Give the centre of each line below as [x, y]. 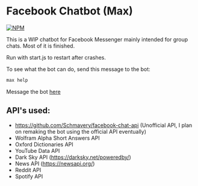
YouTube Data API [37, 150]
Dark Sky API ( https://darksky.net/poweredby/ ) [73, 157]
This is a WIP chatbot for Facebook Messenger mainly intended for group [97, 39]
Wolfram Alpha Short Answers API [57, 138]
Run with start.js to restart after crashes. [56, 57]
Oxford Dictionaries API [44, 144]
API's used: [28, 110]
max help [17, 80]
